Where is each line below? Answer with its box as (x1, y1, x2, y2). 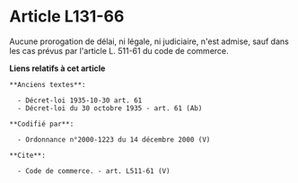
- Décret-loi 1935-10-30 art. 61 (17, 96, 143, 105)
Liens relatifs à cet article (9, 63, 106, 74)
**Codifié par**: (9, 119, 74, 128)
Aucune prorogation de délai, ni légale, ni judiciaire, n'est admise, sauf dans (9, 36, 289, 47)
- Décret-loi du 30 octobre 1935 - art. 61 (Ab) (17, 103, 203, 113)
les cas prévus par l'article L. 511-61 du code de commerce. (9, 45, 229, 56)
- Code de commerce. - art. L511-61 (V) (17, 166, 171, 176)
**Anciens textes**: (9, 80, 87, 89)
